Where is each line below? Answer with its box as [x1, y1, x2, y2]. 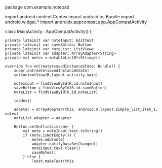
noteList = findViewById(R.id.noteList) [14, 90, 98, 95]
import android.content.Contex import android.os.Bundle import [5, 14, 135, 19]
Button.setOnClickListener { [14, 124, 74, 129]
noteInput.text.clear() [31, 146, 81, 151]
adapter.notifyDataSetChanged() [31, 141, 98, 146]
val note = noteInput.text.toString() [23, 129, 103, 134]
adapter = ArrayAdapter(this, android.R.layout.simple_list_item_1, [14, 107, 158, 112]
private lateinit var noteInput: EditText [5, 38, 94, 43]
